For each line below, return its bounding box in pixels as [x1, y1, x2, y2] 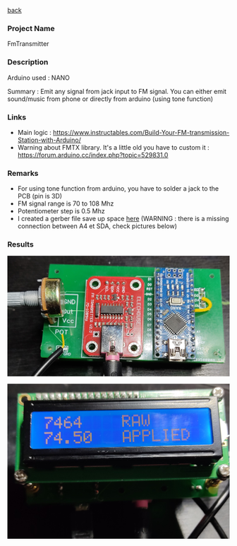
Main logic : [17, 128, 51, 136]
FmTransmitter [7, 40, 49, 48]
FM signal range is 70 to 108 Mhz [17, 199, 114, 208]
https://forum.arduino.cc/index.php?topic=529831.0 [17, 150, 169, 159]
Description [7, 57, 49, 67]
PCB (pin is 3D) [17, 192, 62, 201]
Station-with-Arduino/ [17, 136, 81, 144]
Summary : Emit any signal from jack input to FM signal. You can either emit [7, 87, 227, 95]
